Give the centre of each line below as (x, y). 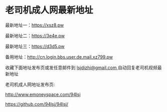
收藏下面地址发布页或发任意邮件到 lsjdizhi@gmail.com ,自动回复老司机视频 (81, 67)
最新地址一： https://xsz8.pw (35, 25)
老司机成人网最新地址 (49, 10)
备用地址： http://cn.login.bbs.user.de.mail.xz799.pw (59, 57)
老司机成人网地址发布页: (30, 84)
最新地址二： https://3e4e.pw (35, 35)
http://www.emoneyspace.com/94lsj (43, 94)
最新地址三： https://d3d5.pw (35, 46)
